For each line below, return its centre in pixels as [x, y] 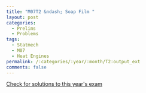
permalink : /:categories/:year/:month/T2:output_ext [73, 61]
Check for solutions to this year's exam [54, 84]
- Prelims [24, 28]
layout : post [22, 17]
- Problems [25, 34]
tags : [13, 39]
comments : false [26, 67]
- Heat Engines [31, 56]
